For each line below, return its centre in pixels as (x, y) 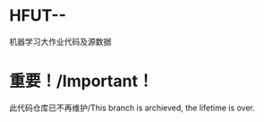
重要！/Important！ (81, 81)
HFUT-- (38, 16)
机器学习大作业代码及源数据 (60, 41)
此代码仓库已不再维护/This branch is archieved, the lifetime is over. (132, 108)
